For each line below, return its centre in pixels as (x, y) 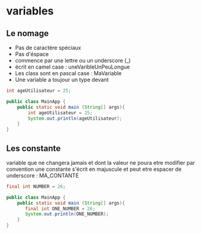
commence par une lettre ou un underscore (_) (73, 60)
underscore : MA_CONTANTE (43, 175)
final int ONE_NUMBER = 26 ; (60, 209)
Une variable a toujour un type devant (62, 80)
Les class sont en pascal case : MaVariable (68, 73)
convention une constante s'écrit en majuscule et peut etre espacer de (94, 169)
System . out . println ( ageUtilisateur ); (75, 119)
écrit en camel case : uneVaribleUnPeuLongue (73, 67)
